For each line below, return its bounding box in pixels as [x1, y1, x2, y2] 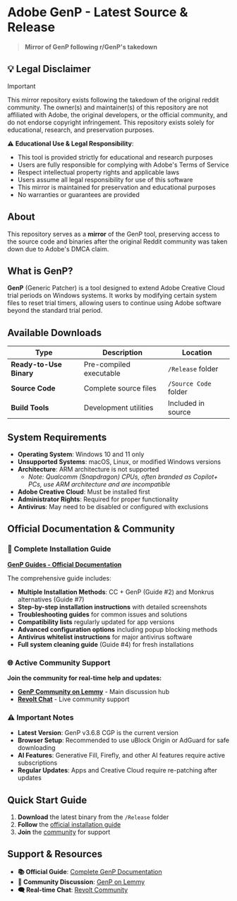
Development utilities [83, 403, 154, 413]
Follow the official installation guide [17, 821, 121, 829]
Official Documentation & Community [7, 523, 175, 535]
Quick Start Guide [7, 794, 87, 806]
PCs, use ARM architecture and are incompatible [28, 480, 171, 488]
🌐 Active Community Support [7, 657, 111, 667]
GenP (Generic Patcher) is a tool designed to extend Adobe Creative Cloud [7, 284, 225, 292]
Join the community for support [17, 828, 111, 837]
